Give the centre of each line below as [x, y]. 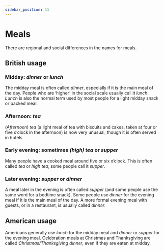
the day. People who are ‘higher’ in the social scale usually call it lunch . [77, 93]
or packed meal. [22, 103]
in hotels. [14, 137]
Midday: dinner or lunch [34, 77]
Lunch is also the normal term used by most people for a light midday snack [82, 98]
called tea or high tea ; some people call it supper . [55, 166]
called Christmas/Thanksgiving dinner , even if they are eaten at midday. [78, 243]
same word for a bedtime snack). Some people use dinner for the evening [80, 195]
